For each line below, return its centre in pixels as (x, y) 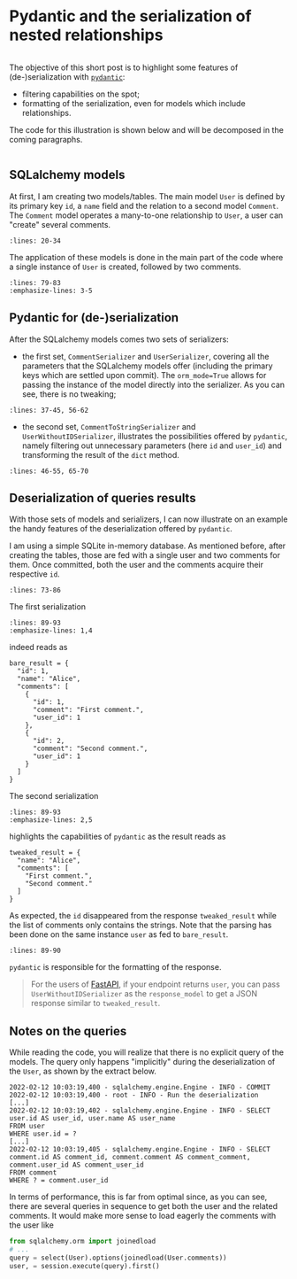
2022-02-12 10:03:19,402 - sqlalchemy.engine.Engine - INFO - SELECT (140, 1111)
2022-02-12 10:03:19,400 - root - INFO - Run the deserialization (134, 1096)
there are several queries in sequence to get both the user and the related (144, 1206)
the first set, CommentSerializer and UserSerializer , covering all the (145, 356)
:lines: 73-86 (35, 591)
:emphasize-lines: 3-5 (51, 291)
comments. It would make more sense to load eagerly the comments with (143, 1216)
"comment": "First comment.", (88, 710)
